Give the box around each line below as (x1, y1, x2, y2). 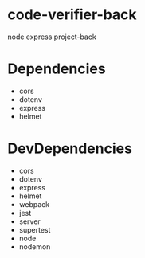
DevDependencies (7, 139, 133, 158)
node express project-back (7, 32, 96, 41)
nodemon (18, 241, 51, 252)
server (18, 217, 41, 226)
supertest (18, 225, 51, 234)
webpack (18, 199, 49, 209)
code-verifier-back (7, 6, 137, 24)
